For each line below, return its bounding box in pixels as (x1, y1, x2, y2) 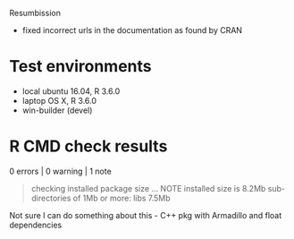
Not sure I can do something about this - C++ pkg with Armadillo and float (9, 209, 282, 220)
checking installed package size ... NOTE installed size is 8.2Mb (30, 183, 266, 193)
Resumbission (9, 8, 61, 18)
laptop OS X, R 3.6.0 (21, 95, 97, 106)
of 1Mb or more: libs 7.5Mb (72, 192, 172, 203)
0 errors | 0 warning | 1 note (9, 166, 112, 176)
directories (30, 192, 71, 203)
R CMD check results (9, 136, 168, 157)
